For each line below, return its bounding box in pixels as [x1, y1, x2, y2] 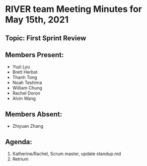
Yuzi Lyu [12, 64, 30, 70]
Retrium [12, 156, 29, 162]
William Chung [12, 85, 42, 91]
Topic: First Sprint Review [5, 34, 86, 42]
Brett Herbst [12, 69, 38, 75]
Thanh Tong [12, 75, 37, 81]
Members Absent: [5, 110, 63, 118]
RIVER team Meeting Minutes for [5, 3, 143, 15]
